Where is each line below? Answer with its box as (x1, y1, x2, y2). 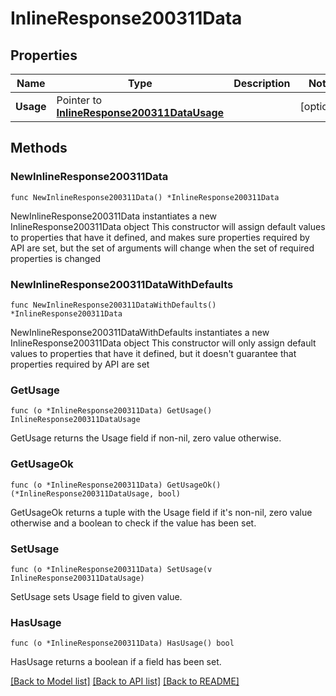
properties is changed (10, 252, 102, 264)
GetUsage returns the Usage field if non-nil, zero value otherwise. (10, 432, 282, 444)
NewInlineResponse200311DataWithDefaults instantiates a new (10, 326, 270, 338)
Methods (10, 140, 68, 157)
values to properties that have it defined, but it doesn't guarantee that (10, 347, 297, 359)
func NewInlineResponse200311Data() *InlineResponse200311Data (10, 192, 280, 202)
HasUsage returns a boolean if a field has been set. (10, 656, 222, 668)
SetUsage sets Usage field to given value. (10, 590, 183, 602)
